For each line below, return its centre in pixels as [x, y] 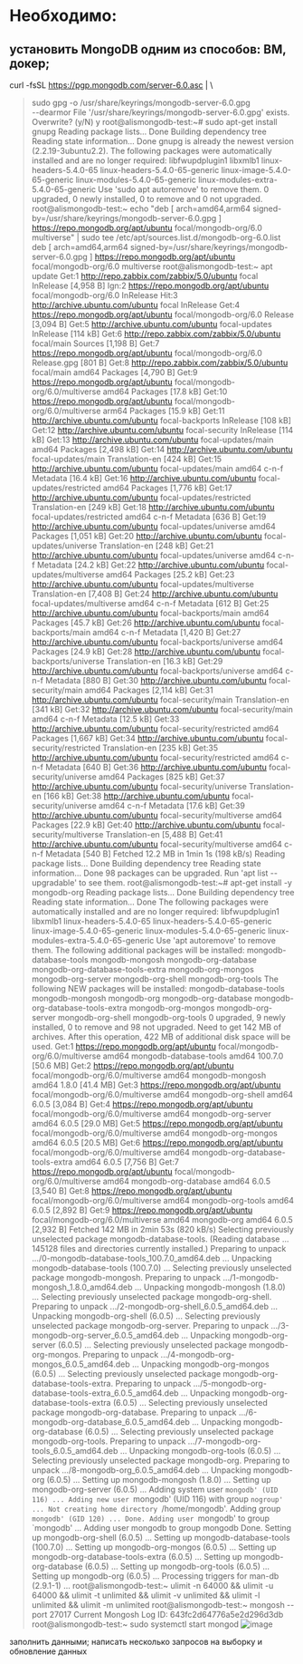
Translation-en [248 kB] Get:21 [156, 546]
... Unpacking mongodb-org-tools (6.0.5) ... [200, 1451]
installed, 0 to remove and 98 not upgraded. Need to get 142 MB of [156, 1027]
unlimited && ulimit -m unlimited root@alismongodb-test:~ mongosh [158, 1605]
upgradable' [54, 883]
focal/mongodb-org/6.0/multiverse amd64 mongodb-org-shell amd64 [162, 1094]
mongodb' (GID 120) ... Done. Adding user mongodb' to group [150, 1518]
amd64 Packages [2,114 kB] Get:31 [149, 690]
